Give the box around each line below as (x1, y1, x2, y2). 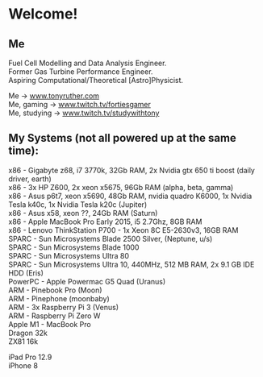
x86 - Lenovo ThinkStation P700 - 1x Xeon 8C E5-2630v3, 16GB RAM (8, 225, 239, 234)
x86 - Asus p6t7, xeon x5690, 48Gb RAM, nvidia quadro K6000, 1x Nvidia (8, 191, 253, 201)
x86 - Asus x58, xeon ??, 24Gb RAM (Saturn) (8, 208, 158, 217)
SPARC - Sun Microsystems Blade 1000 (8, 242, 140, 252)
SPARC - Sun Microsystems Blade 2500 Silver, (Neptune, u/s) (8, 234, 213, 243)
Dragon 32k (8, 328, 48, 338)
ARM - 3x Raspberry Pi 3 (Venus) (8, 302, 119, 312)
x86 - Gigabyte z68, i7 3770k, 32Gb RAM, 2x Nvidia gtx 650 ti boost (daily (8, 165, 256, 175)
